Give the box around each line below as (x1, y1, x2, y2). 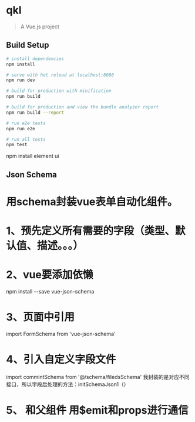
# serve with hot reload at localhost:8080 (6, 72, 115, 78)
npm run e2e (6, 126, 35, 131)
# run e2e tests (6, 120, 46, 126)
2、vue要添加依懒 (6, 268, 93, 282)
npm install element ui (6, 153, 59, 160)
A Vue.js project (20, 23, 60, 30)
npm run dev (6, 77, 35, 83)
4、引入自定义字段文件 (6, 353, 116, 366)
